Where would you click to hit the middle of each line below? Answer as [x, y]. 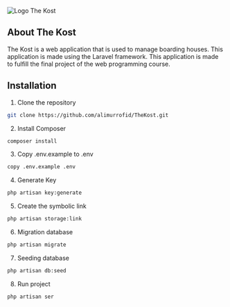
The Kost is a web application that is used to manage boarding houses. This [115, 49]
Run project [34, 283]
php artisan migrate [37, 245]
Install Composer [42, 128]
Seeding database [43, 258]
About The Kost [42, 32]
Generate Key [37, 180]
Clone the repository [46, 102]
